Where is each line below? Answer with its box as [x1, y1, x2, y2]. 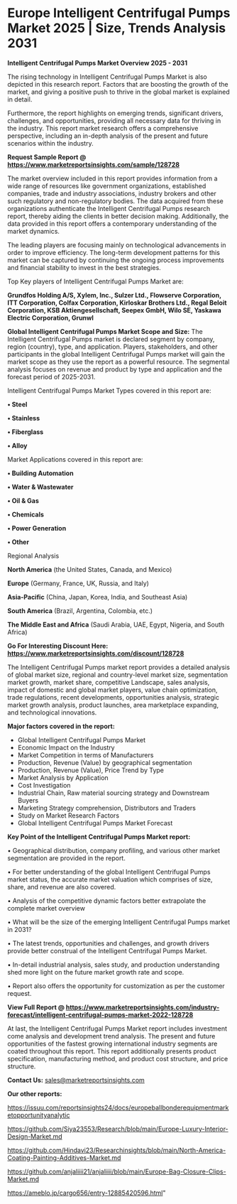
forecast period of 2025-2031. [7, 372, 96, 381]
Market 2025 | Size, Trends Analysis [7, 20, 226, 36]
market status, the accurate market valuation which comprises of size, [7, 875, 213, 884]
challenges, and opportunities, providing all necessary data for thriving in [7, 116, 221, 125]
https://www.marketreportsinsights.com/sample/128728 [7, 160, 180, 168]
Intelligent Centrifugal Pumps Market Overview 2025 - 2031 [7, 58, 188, 67]
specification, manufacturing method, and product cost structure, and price [7, 1054, 228, 1063]
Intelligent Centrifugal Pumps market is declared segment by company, [7, 335, 215, 343]
